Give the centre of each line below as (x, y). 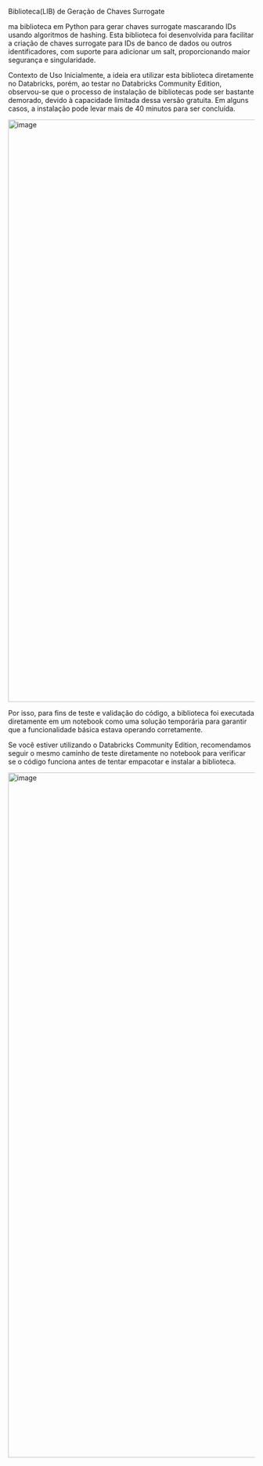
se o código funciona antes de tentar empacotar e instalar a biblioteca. (122, 762)
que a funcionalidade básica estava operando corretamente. (106, 729)
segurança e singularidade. (52, 60)
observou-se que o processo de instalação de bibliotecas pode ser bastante (131, 92)
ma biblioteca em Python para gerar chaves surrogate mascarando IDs (122, 26)
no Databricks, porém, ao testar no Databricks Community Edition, (115, 83)
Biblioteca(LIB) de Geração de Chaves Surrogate (86, 11)
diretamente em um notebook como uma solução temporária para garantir (128, 721)
